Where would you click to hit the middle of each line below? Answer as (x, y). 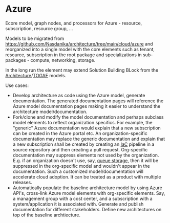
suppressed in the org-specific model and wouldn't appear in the (81, 166)
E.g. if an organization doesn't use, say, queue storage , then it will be (86, 160)
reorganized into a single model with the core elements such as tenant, (80, 49)
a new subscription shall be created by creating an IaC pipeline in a (83, 144)
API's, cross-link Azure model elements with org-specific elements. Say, (89, 193)
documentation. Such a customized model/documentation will (78, 171)
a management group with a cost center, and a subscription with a (82, 198)
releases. (22, 182)
